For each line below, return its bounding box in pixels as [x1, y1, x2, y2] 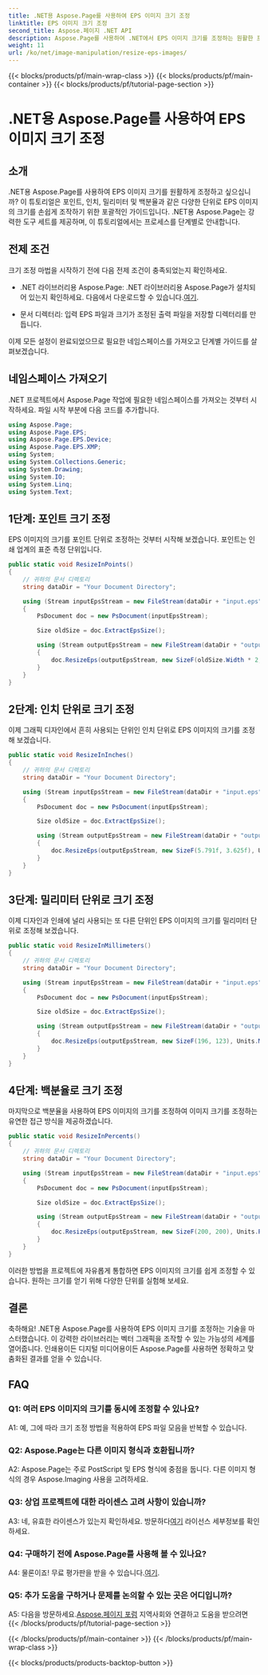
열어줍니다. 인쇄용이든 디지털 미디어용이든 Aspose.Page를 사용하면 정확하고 [8, 1344, 246, 1353]
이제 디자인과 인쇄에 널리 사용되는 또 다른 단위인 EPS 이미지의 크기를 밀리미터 [8, 916, 249, 925]
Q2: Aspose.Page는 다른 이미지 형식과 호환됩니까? [8, 1445, 195, 1457]
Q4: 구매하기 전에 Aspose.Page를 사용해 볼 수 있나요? [8, 1548, 207, 1559]
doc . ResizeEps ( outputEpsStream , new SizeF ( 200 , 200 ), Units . [50, 1228, 259, 1236]
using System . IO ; [8, 473, 66, 481]
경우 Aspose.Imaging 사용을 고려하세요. [22, 1474, 149, 1485]
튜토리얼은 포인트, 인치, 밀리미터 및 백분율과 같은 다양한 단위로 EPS [28, 197, 238, 206]
